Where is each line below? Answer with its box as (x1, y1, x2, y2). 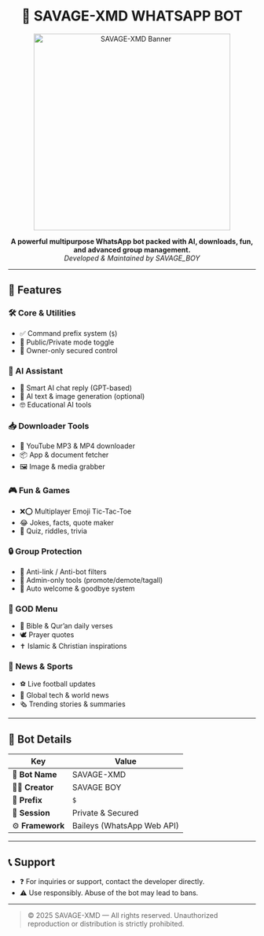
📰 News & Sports (8, 661, 73, 672)
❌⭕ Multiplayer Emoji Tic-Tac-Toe (19, 507, 132, 516)
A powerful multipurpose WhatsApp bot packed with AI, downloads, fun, (10, 236, 254, 246)
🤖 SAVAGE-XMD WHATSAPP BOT (20, 7, 244, 25)
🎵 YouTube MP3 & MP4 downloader (19, 441, 136, 451)
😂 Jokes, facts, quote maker (19, 518, 114, 527)
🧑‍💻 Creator (12, 782, 54, 793)
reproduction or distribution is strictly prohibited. (27, 919, 185, 929)
